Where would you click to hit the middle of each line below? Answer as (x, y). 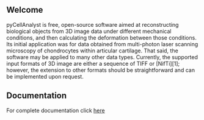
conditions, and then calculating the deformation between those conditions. (101, 37)
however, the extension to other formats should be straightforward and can (101, 70)
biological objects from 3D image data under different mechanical (89, 31)
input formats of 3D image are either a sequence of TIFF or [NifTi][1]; (93, 63)
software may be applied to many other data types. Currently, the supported (102, 57)
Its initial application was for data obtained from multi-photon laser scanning (102, 44)
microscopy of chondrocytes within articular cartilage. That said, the (92, 51)
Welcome (25, 10)
